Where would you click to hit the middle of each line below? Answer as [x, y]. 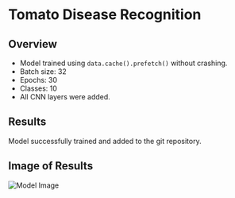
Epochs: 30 [39, 80]
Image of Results [51, 166]
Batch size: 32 [43, 72]
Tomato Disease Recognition [105, 15]
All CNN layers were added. [65, 97]
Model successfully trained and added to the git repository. [105, 141]
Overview [33, 44]
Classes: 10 [39, 88]
